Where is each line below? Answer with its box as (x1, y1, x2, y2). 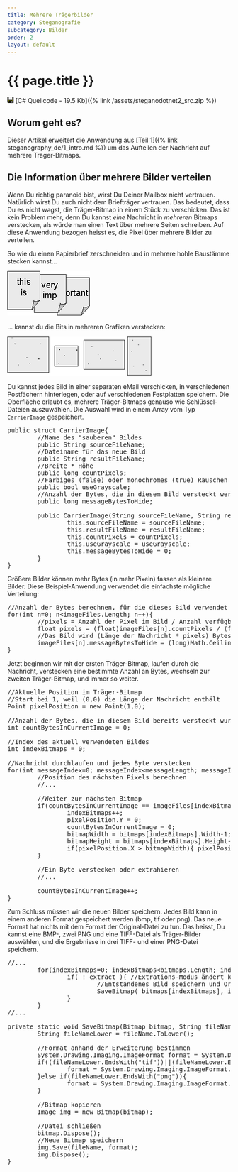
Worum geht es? (7, 117, 81, 129)
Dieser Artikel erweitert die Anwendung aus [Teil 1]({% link (7, 136, 178, 144)
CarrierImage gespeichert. (7, 412, 84, 421)
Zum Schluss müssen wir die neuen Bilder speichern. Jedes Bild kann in (7, 907, 217, 916)
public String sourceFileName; (37, 440, 146, 449)
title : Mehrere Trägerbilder (7, 11, 93, 18)
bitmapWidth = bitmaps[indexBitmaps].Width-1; (67, 830, 232, 838)
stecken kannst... (7, 256, 57, 265)
